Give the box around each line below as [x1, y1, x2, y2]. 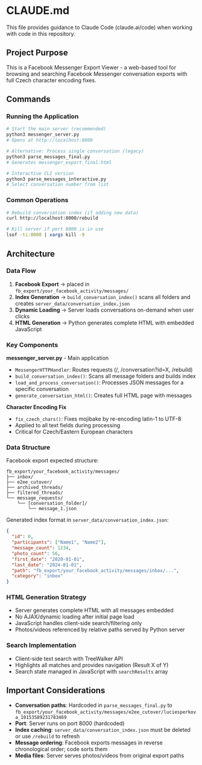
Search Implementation [6, 641, 77, 649]
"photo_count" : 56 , [11, 550, 61, 557]
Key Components [6, 340, 58, 349]
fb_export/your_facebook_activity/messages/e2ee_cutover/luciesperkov [14, 709, 197, 715]
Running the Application [6, 113, 79, 121]
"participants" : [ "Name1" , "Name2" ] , [11, 539, 107, 545]
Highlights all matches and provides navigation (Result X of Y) [14, 661, 169, 669]
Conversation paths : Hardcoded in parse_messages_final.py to [14, 701, 173, 709]
